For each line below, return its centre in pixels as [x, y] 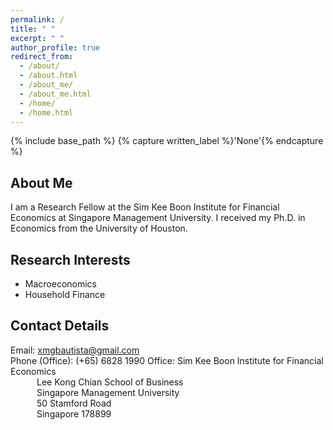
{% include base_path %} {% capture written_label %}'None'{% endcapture [167, 141]
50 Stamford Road [74, 403]
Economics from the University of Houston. [99, 228]
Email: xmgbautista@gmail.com [75, 350]
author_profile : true [55, 47]
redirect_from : [42, 57]
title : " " [33, 29]
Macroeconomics [60, 284]
